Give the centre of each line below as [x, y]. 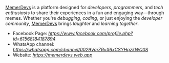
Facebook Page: [30, 33]
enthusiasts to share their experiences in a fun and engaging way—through [85, 13]
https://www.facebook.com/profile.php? [91, 33]
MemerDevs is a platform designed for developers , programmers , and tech [84, 7]
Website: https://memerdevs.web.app [52, 55]
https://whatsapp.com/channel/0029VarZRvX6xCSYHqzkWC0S [80, 50]
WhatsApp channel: [34, 44]
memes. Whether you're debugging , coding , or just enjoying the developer [84, 18]
